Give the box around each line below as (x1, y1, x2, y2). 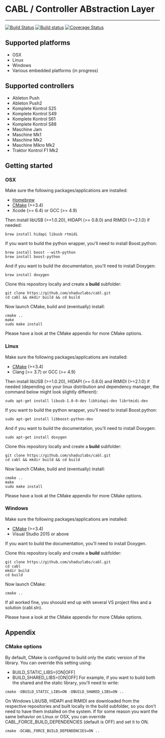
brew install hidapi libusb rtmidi (5, 232, 78, 237)
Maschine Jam (12, 126, 42, 132)
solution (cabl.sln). (5, 604, 43, 610)
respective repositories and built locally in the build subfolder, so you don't (5, 703, 156, 709)
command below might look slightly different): (5, 388, 98, 395)
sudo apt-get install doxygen (5, 435, 67, 440)
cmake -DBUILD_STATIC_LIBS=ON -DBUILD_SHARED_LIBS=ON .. (5, 689, 124, 694)
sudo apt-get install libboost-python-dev (5, 417, 93, 422)
